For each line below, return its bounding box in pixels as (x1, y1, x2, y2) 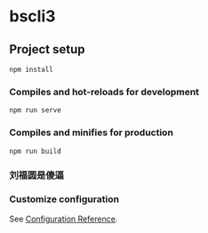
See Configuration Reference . (9, 213, 118, 224)
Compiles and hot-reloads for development (9, 85, 200, 98)
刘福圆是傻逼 (9, 169, 65, 181)
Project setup (9, 42, 86, 57)
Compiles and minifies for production (9, 126, 173, 139)
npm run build (9, 147, 62, 156)
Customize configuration (9, 193, 120, 205)
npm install (9, 65, 53, 74)
